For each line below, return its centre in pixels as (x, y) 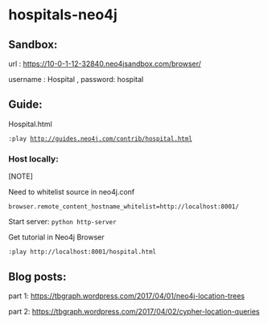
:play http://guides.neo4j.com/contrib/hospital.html (101, 138)
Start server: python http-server (62, 222)
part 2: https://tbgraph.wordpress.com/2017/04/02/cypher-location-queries (134, 311)
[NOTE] (21, 176)
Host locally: (33, 158)
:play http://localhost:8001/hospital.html (82, 252)
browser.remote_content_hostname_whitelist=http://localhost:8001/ (124, 207)
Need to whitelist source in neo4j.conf (72, 192)
